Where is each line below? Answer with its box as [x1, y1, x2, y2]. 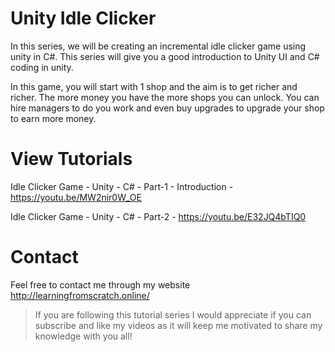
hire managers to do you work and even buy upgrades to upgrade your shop [10, 102, 325, 114]
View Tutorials [10, 148, 133, 171]
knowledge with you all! [34, 330, 133, 342]
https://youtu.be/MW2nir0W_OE [10, 191, 142, 203]
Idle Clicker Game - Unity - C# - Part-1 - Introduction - [10, 180, 234, 192]
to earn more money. [10, 112, 97, 124]
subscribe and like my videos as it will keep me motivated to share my [34, 319, 323, 331]
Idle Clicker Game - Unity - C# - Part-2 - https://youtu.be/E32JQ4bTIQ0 [10, 210, 307, 222]
